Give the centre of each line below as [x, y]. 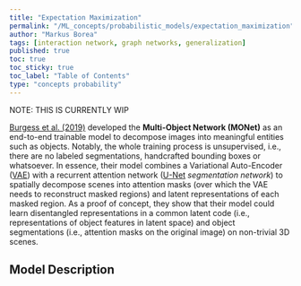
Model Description [62, 270]
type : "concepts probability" [66, 84]
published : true [39, 51]
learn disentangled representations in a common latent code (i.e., [130, 212]
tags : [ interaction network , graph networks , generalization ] [128, 43]
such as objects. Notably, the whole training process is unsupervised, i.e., [146, 146]
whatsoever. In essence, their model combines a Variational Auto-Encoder [146, 165]
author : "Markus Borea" [54, 34]
